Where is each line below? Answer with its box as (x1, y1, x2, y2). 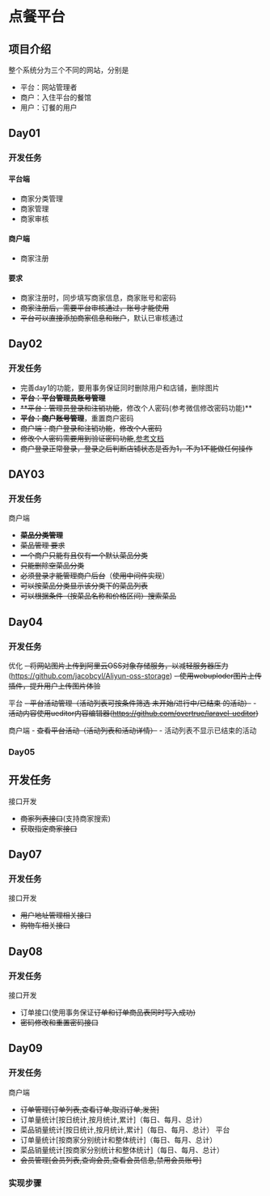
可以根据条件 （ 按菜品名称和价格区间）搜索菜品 (19, 591, 176, 601)
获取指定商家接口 (19, 824, 78, 833)
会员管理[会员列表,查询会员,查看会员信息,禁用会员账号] (19, 1155, 202, 1164)
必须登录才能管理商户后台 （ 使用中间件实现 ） (19, 571, 170, 581)
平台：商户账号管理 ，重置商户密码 (19, 413, 134, 423)
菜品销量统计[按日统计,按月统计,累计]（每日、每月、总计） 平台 (19, 1125, 230, 1134)
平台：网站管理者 (19, 83, 78, 92)
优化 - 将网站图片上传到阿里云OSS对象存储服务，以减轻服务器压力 (8, 661, 229, 670)
